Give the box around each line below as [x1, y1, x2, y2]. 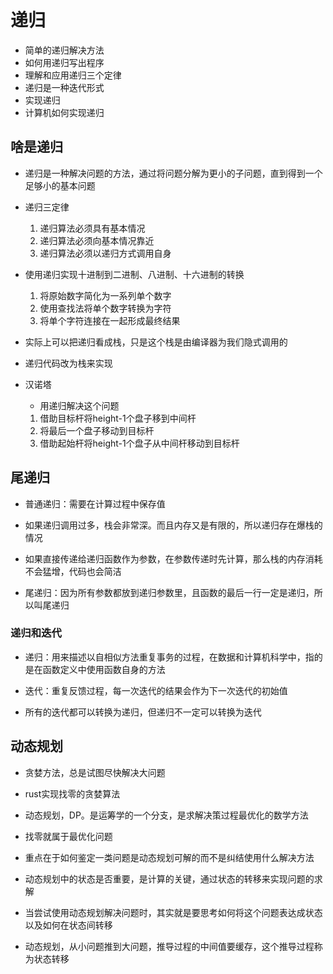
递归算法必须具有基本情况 [39, 222, 146, 234]
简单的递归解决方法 [24, 44, 105, 56]
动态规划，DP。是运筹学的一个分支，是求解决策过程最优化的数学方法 [24, 809, 309, 821]
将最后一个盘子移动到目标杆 [39, 424, 155, 436]
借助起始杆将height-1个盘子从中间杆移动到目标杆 [39, 437, 240, 449]
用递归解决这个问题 [39, 399, 120, 411]
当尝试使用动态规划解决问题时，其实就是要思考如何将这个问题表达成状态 [24, 906, 323, 918]
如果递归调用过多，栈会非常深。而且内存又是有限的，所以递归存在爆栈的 [24, 519, 323, 531]
